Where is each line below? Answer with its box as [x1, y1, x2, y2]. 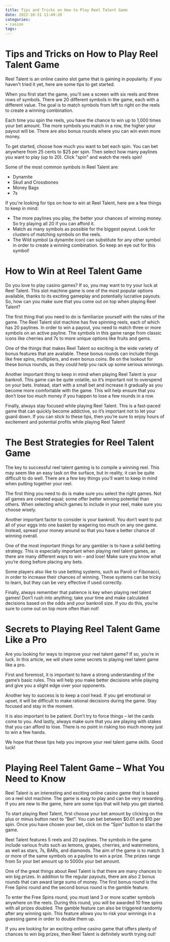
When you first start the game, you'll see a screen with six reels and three [5, 91, 159, 97]
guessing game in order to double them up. [5, 916, 95, 922]
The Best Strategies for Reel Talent [5, 437, 154, 448]
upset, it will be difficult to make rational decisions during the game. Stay [5, 697, 157, 703]
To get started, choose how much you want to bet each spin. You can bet [5, 143, 158, 150]
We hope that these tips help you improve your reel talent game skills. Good [5, 739, 163, 745]
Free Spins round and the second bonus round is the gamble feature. [5, 884, 149, 890]
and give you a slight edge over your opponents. [5, 682, 106, 688]
